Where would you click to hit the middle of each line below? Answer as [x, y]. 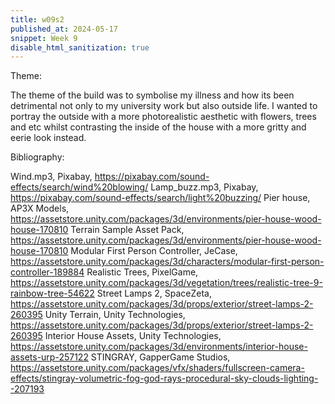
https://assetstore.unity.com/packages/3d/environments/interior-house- [159, 347]
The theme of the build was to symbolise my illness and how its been [152, 95]
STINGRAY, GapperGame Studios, [160, 357]
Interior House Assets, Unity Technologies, [133, 336]
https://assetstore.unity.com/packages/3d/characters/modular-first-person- [167, 262]
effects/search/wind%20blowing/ [79, 187]
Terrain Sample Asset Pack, [127, 230]
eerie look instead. [48, 138]
